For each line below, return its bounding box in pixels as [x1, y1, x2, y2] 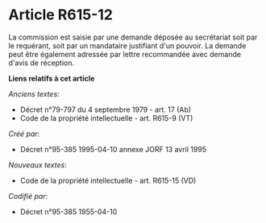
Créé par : [8, 129, 40, 138]
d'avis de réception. [8, 58, 75, 68]
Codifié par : [8, 191, 48, 200]
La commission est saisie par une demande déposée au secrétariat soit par [8, 32, 258, 42]
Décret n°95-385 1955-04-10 [19, 207, 118, 217]
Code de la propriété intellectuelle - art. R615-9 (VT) [19, 113, 193, 122]
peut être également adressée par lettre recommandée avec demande [8, 49, 242, 59]
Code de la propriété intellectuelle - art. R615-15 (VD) [19, 176, 197, 185]
